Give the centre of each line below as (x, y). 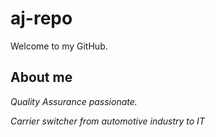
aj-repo (41, 18)
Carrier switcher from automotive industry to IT (107, 121)
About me (41, 77)
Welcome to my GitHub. (59, 46)
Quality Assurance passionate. (74, 101)
